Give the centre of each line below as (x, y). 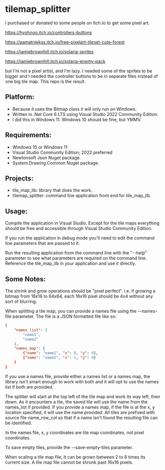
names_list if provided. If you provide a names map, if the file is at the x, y (80, 407)
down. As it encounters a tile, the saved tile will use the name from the (77, 402)
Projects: (19, 178)
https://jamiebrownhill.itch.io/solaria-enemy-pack (55, 61)
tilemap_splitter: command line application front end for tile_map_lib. (82, 196)
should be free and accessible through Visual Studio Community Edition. (79, 229)
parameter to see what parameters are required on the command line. (76, 258)
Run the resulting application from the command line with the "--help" (76, 253)
